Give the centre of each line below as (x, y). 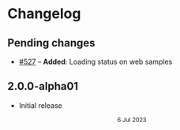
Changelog (44, 14)
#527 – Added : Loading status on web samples (96, 61)
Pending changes (51, 43)
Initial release (40, 105)
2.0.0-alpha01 (43, 86)
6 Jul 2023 (132, 120)
